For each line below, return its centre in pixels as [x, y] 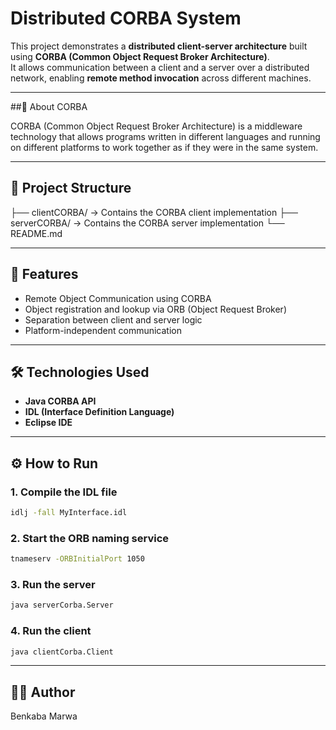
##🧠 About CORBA [49, 106]
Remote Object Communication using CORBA [118, 298]
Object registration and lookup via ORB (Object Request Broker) [155, 309]
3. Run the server [53, 585]
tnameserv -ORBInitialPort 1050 [77, 559]
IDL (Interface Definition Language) [99, 412]
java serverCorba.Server [62, 605]
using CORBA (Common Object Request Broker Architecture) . [140, 56]
